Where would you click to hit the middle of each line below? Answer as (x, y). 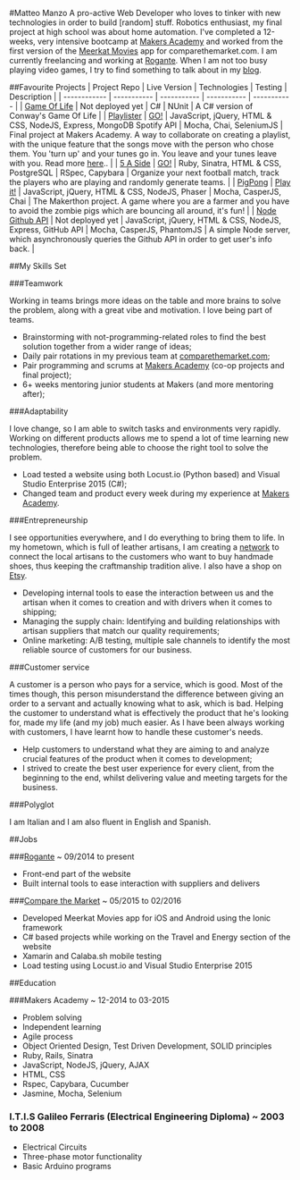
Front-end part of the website (76, 874)
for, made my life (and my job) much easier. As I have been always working (147, 722)
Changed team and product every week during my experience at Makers (156, 493)
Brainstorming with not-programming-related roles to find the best (144, 337)
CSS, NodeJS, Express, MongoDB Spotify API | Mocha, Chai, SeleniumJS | (146, 125)
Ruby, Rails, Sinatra (58, 1055)
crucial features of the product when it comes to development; (137, 759)
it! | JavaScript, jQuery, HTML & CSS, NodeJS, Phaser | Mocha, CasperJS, (145, 192)
